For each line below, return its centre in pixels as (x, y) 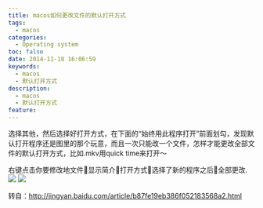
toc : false (26, 52)
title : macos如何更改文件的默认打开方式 (67, 15)
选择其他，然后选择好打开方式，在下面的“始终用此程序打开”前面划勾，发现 (128, 133)
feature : (22, 111)
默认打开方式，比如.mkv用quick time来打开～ (94, 153)
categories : (27, 37)
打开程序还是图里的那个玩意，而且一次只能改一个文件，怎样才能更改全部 (131, 143)
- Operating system (47, 45)
